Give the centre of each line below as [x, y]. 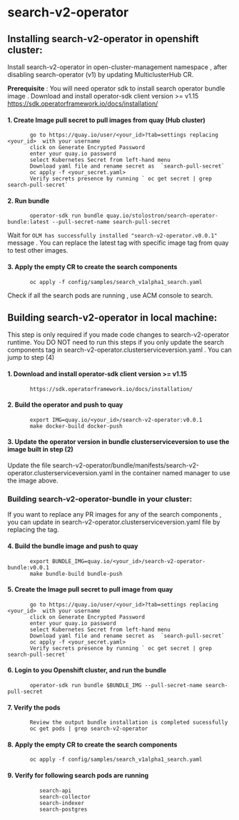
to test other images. [38, 250]
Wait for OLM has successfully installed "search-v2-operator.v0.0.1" [112, 236]
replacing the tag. [33, 530]
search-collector [65, 796]
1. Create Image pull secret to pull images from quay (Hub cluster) [106, 120]
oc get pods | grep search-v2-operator [89, 729]
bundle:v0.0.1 [29, 567]
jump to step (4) [31, 358]
